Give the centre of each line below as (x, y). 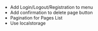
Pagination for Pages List (36, 18)
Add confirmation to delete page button (51, 12)
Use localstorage (28, 23)
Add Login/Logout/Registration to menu (51, 7)
